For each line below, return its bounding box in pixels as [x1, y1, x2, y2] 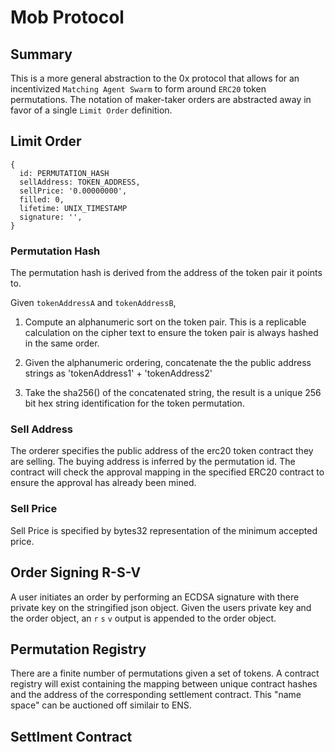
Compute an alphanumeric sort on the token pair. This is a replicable [24, 316, 307, 328]
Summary [10, 46, 73, 63]
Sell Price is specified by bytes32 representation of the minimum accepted [10, 524, 318, 536]
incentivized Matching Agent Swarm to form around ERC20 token [10, 83, 267, 95]
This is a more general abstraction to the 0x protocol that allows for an [10, 72, 300, 84]
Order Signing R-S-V [10, 564, 142, 581]
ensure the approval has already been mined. [10, 477, 197, 489]
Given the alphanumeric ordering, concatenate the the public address [24, 357, 312, 369]
